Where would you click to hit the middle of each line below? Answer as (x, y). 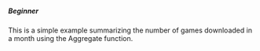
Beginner (24, 11)
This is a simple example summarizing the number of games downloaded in (130, 30)
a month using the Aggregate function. (71, 38)
